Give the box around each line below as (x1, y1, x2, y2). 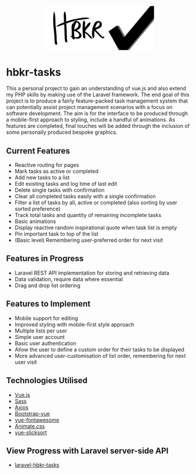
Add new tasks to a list (14, 174, 70, 181)
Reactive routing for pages (14, 162, 79, 169)
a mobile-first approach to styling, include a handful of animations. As (6, 116, 175, 123)
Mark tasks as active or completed (14, 168, 99, 175)
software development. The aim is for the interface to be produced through (6, 110, 188, 117)
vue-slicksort (14, 429, 47, 436)
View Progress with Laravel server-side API (6, 446, 169, 456)
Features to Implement (6, 299, 91, 309)
